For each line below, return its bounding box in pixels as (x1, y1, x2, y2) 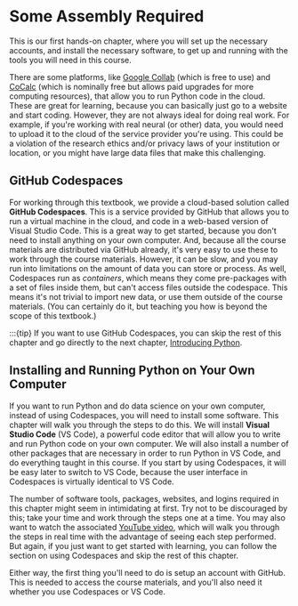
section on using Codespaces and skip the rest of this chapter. (9, 550, 238, 561)
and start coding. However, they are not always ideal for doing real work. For (9, 109, 290, 120)
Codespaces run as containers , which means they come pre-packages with (9, 272, 287, 283)
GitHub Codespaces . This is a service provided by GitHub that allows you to (9, 206, 289, 217)
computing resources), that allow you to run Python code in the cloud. (9, 91, 266, 101)
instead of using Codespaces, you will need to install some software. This (9, 409, 279, 420)
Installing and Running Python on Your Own (9, 363, 255, 378)
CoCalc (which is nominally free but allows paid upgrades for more (9, 81, 254, 92)
